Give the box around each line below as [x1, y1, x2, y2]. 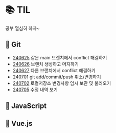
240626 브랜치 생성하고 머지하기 [12, 61, 79, 67]
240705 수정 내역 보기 [12, 86, 58, 93]
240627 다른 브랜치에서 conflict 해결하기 [12, 67, 96, 73]
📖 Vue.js [5, 119, 33, 128]
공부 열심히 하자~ [5, 25, 40, 31]
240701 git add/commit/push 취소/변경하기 [12, 74, 101, 80]
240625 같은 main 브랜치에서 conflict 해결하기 [12, 54, 107, 60]
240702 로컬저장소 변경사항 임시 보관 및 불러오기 [12, 80, 111, 86]
